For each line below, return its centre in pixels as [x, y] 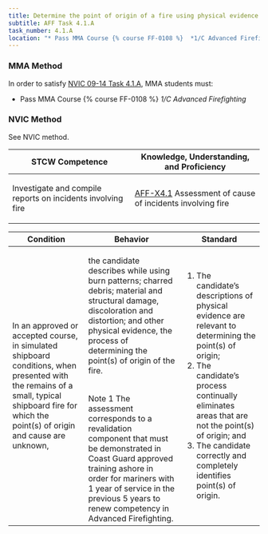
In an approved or [45, 325]
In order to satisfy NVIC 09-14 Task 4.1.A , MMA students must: [111, 83]
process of [108, 341]
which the [31, 415]
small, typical [37, 395]
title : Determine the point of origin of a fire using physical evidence [134, 16]
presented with [41, 375]
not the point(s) [226, 425]
